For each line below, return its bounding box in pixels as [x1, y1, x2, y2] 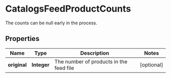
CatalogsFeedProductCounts [5, 3, 131, 15]
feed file [54, 64, 74, 71]
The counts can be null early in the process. [5, 20, 98, 26]
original [8, 61, 27, 68]
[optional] [139, 61, 163, 68]
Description [80, 49, 109, 56]
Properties [5, 34, 40, 43]
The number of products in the [54, 58, 128, 65]
